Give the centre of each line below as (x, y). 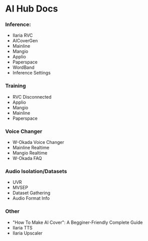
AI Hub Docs (32, 9)
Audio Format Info (31, 198)
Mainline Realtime (31, 148)
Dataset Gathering (31, 193)
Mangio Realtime (30, 153)
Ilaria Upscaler (27, 233)
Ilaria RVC (23, 35)
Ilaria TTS (22, 227)
